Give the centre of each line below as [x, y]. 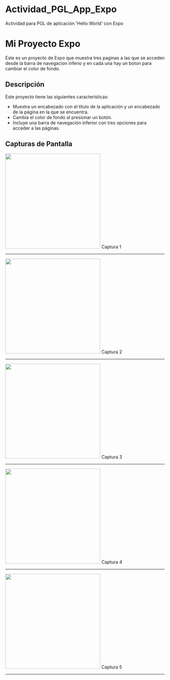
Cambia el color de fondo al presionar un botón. [62, 117]
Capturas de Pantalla [39, 144]
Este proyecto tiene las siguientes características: [57, 97]
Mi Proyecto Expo [43, 44]
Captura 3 [112, 457]
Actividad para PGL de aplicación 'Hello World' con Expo [65, 23]
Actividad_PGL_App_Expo [61, 9]
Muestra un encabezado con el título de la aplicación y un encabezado [86, 106]
